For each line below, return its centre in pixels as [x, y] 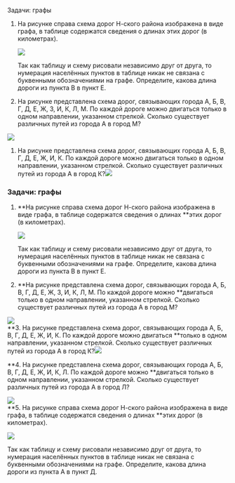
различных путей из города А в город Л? [68, 387]
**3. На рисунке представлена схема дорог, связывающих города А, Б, [115, 328]
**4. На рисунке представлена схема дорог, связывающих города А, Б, [115, 365]
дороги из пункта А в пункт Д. [52, 472]
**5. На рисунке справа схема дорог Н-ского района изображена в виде [117, 408]
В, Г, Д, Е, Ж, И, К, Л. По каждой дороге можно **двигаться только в [110, 372]
